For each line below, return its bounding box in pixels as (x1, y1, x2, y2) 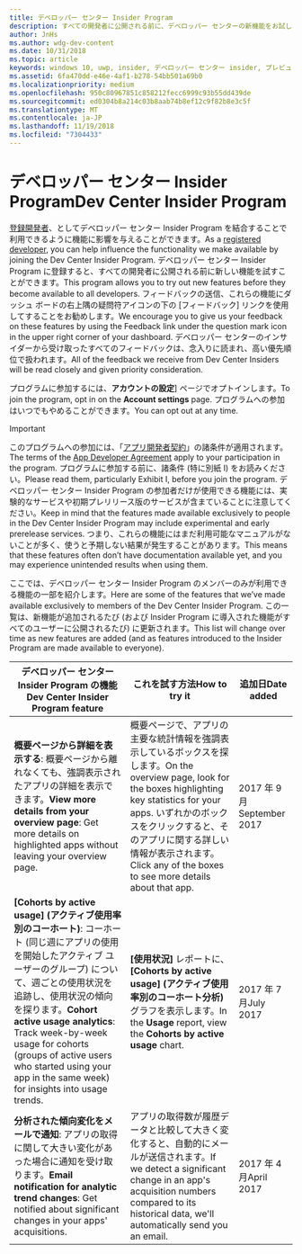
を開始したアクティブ (13, 949, 103, 962)
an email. (129, 1230, 169, 1242)
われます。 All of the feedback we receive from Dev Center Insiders (32, 354, 280, 364)
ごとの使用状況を (40, 976, 113, 989)
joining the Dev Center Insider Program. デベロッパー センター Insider (9, 254, 267, 265)
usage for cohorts (13, 1037, 90, 1050)
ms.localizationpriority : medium (9, 80, 135, 89)
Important (9, 423, 46, 434)
